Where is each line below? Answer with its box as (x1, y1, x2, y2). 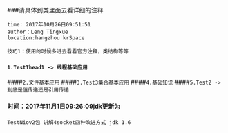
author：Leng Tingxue (7, 28, 68, 35)
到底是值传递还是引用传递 (7, 87, 69, 94)
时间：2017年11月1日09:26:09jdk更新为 (7, 102, 121, 110)
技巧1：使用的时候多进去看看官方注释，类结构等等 (7, 48, 129, 55)
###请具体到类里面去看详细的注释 (7, 6, 104, 14)
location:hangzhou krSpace (7, 35, 85, 42)
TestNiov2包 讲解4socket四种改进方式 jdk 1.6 (7, 119, 131, 126)
